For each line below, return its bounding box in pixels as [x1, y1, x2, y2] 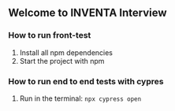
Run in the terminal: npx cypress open [19, 94, 142, 103]
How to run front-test [8, 30, 91, 41]
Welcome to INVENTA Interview [8, 6, 167, 20]
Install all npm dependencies [19, 47, 113, 57]
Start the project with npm [19, 56, 105, 65]
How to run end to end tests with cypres [8, 76, 164, 87]
